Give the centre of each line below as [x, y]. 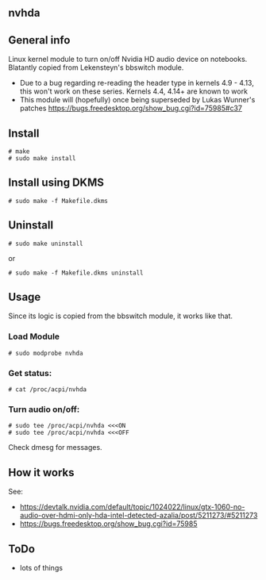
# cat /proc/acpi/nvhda [48, 390]
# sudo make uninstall [46, 244]
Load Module [34, 336]
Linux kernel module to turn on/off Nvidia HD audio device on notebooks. [128, 60]
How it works [41, 472]
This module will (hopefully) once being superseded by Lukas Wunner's [137, 100]
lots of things [41, 567]
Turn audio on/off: [44, 409]
